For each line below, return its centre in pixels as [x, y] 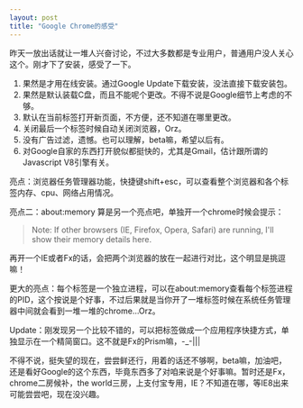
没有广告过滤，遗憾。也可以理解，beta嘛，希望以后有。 [126, 140]
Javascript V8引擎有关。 [68, 162]
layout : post [34, 18]
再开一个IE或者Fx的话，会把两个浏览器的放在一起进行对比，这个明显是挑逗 [148, 258]
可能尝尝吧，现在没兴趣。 [57, 394]
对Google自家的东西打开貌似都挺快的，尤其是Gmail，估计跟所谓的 [145, 150]
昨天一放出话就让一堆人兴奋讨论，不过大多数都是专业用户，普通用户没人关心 [151, 53]
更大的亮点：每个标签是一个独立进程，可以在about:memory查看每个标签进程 [151, 288]
